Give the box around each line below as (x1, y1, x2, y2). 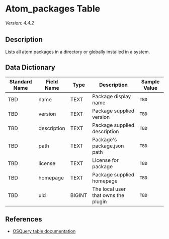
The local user (92, 185, 126, 192)
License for (92, 156, 119, 163)
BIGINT (70, 191, 88, 198)
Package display (92, 93, 131, 100)
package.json (92, 142, 124, 149)
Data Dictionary (5, 63, 55, 72)
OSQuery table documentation (12, 228, 76, 234)
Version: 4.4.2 (5, 20, 34, 26)
